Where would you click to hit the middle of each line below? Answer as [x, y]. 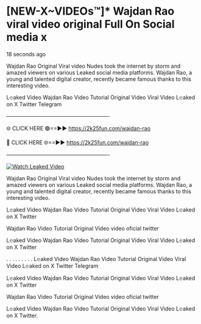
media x [27, 37]
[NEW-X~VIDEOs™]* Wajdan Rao [90, 11]
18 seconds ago [26, 54]
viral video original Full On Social [90, 24]
